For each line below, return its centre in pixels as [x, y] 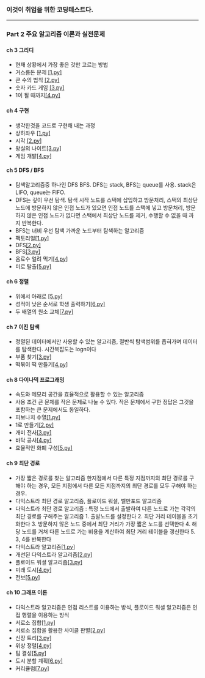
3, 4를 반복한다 [33, 539]
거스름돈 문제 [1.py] [38, 72]
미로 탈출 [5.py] [33, 266]
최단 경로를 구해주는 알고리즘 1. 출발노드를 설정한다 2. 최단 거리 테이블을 [101, 516]
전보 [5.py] [27, 577]
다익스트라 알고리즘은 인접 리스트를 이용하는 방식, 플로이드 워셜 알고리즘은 [103, 607]
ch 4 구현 [18, 111]
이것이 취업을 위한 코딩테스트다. [50, 9]
